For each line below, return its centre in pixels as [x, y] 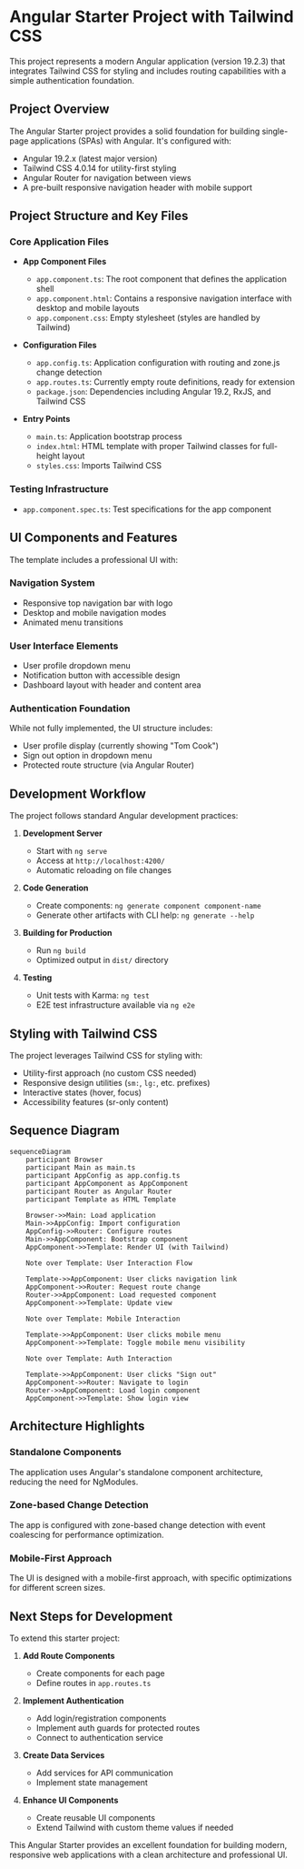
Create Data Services [64, 1755]
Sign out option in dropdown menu [87, 756]
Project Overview [59, 110]
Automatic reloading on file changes [104, 870]
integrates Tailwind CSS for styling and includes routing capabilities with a [148, 71]
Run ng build [61, 950]
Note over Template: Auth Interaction [99, 1358]
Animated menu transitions [73, 622]
